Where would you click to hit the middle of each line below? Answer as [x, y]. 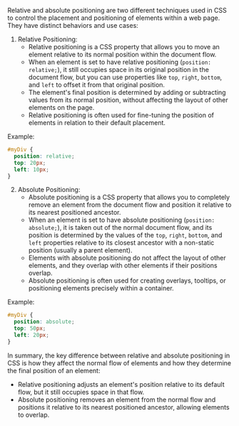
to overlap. [34, 415]
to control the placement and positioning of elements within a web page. [114, 18]
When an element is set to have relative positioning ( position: [120, 62]
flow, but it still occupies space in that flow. [81, 392]
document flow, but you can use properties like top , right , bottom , [125, 77]
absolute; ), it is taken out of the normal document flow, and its [120, 228]
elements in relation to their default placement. [97, 123]
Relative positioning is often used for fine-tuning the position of [121, 115]
